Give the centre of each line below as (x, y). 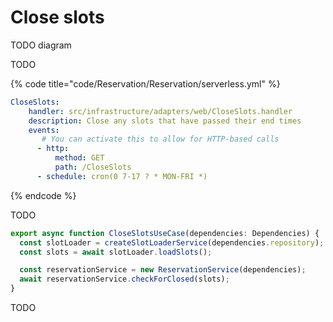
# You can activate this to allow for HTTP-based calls (160, 139)
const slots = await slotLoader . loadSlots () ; (116, 252)
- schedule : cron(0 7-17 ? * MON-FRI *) (122, 176)
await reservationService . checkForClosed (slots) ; (124, 279)
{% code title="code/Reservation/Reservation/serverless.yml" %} (145, 83)
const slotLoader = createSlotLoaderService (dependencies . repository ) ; (172, 242)
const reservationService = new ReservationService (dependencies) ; (163, 270)
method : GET (79, 158)
